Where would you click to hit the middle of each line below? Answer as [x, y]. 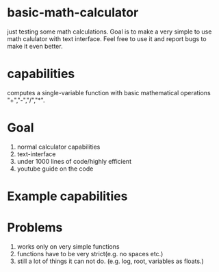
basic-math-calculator [73, 13]
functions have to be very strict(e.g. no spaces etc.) [90, 254]
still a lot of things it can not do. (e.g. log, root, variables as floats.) [110, 261]
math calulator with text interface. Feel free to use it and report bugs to [107, 38]
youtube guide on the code [55, 169]
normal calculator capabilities [59, 147]
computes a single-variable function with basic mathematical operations [109, 92]
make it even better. [35, 46]
